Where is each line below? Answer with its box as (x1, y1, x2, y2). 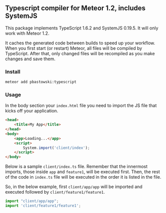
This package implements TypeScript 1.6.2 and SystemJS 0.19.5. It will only (5, 25, 159, 31)
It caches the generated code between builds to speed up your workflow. (5, 40, 156, 46)
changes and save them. (5, 56, 56, 62)
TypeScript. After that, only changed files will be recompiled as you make (5, 50, 155, 56)
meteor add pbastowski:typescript (5, 80, 77, 85)
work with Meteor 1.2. (5, 30, 50, 36)
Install (5, 68, 21, 75)
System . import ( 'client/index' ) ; (23, 145, 90, 150)
